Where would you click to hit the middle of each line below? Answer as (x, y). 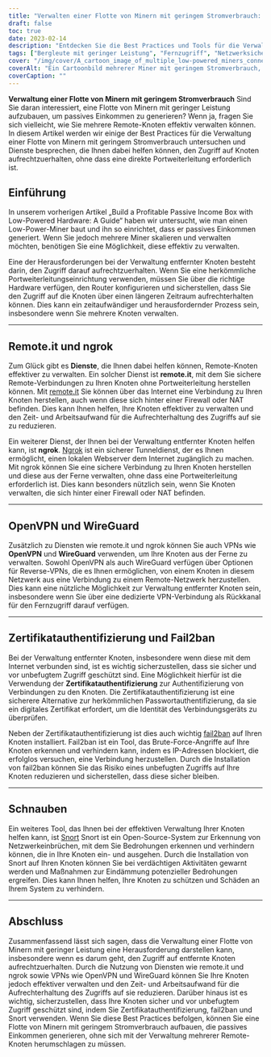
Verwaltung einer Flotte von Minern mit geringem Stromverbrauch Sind (130, 98)
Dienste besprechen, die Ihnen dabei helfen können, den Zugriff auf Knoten (134, 150)
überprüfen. (28, 717)
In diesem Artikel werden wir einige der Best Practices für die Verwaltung (130, 133)
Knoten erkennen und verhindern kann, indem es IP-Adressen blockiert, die (134, 750)
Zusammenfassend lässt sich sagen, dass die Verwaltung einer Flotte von (131, 941)
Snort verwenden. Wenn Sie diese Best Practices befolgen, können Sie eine (134, 1018)
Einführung (37, 193)
